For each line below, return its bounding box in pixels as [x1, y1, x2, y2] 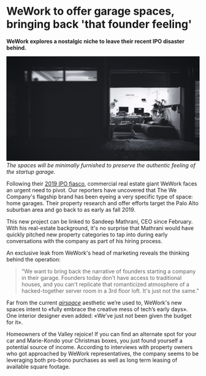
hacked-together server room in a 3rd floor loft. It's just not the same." [21, 287, 199, 295]
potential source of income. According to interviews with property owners [6, 343, 193, 350]
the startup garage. [6, 168, 56, 175]
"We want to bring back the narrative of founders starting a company [21, 268, 196, 275]
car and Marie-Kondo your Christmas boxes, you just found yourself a [6, 337, 183, 344]
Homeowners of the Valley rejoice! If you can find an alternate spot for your [6, 330, 197, 337]
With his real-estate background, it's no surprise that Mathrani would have [6, 224, 194, 231]
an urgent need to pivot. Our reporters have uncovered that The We [6, 186, 177, 194]
